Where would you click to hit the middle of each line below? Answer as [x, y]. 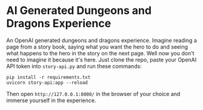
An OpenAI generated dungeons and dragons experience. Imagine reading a [101, 40]
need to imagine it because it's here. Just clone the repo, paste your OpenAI [101, 60]
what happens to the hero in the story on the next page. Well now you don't [101, 53]
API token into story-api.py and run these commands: [74, 66]
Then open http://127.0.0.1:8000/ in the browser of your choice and [93, 94]
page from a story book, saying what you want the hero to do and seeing [97, 47]
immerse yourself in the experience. [51, 100]
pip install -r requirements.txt [48, 77]
